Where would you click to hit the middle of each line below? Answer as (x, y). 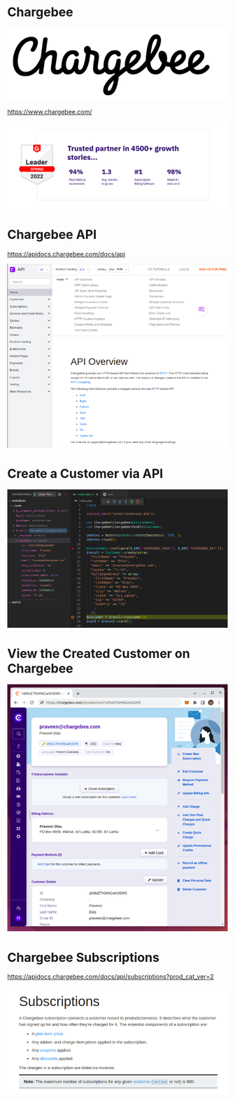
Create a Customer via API (85, 473)
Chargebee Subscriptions (83, 957)
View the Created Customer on (99, 653)
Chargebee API (52, 235)
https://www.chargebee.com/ (50, 111)
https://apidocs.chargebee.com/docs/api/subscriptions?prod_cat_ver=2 (111, 977)
